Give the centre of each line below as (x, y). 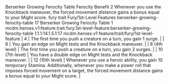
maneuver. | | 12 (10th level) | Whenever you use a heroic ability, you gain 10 (84, 60)
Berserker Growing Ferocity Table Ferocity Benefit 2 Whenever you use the (83, 7)
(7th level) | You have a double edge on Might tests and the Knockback (79, 54)
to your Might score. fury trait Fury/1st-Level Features (61, 17)
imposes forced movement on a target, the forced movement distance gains (84, 70)
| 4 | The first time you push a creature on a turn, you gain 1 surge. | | (93, 39)
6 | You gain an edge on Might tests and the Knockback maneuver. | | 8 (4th (84, 44)
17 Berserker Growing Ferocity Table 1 (74, 23)
